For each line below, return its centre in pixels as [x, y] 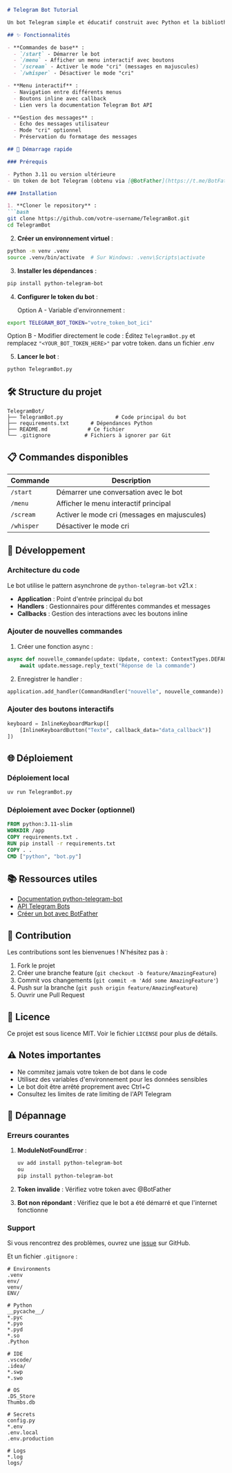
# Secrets [21, 1415]
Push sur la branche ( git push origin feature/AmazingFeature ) [107, 988]
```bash [18, 212]
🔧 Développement [46, 551]
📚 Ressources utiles [52, 878]
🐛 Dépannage [37, 1116]
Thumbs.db [21, 1402]
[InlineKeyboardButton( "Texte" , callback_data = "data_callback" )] [116, 730]
